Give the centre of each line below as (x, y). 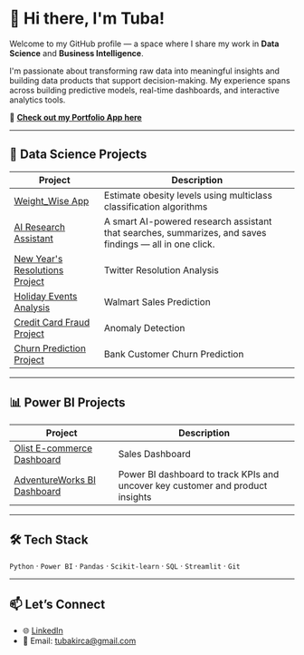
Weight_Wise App (52, 200)
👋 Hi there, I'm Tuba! (87, 19)
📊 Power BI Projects (67, 403)
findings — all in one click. (159, 244)
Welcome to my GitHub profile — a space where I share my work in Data (144, 44)
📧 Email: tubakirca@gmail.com (79, 641)
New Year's (38, 259)
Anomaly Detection (144, 327)
